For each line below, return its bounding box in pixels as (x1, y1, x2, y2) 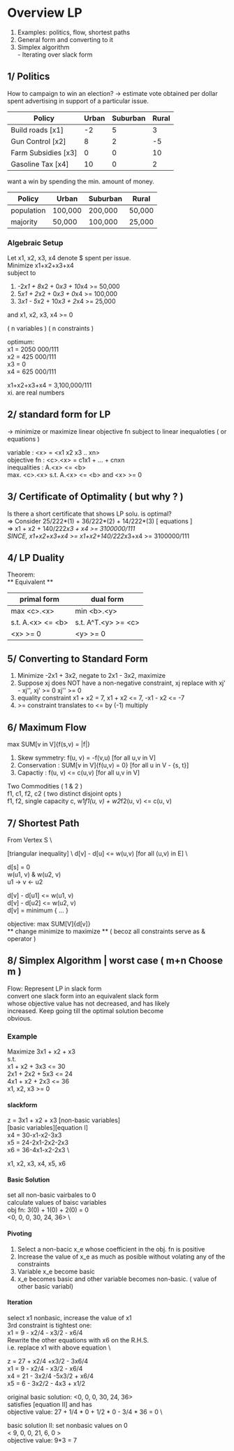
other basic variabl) (17, 1282, 74, 1290)
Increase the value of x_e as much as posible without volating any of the (17, 1252, 226, 1261)
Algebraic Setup (7, 238, 64, 248)
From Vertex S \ (7, 835, 52, 844)
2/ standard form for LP (7, 409, 111, 420)
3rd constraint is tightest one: (7, 1321, 92, 1329)
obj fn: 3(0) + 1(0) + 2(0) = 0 (7, 1205, 89, 1215)
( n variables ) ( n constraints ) (7, 324, 94, 333)
